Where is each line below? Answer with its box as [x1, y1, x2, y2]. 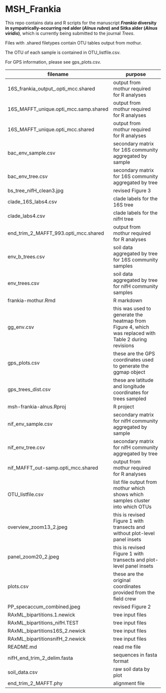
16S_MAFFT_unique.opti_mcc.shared [7, 126, 95, 133]
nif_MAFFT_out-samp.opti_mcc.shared [7, 464, 98, 471]
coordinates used [113, 356, 154, 363]
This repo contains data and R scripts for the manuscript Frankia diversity [5, 20, 157, 26]
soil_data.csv [7, 668, 38, 675]
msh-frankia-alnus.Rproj [7, 403, 66, 410]
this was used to [113, 305, 152, 312]
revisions [113, 342, 134, 349]
